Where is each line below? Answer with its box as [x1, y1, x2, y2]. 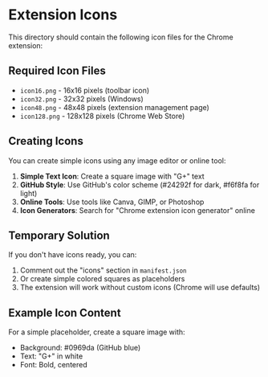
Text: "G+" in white [19, 351, 83, 361]
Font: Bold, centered [19, 360, 88, 370]
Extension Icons [8, 6, 118, 24]
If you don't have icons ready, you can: [8, 250, 137, 260]
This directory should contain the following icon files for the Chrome [8, 32, 234, 42]
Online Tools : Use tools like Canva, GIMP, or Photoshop [19, 197, 205, 207]
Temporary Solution [8, 228, 110, 242]
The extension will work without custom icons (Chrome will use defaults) [19, 283, 261, 293]
